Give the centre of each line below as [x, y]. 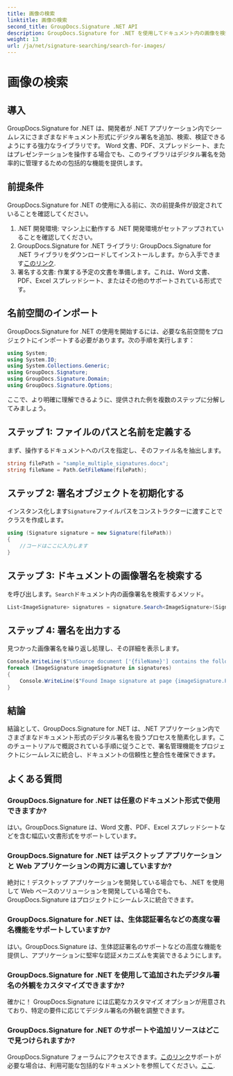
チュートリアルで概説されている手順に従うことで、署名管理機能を [107, 746]
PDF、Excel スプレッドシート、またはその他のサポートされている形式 [116, 280]
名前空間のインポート [53, 313]
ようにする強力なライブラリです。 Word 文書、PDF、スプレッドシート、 [110, 146]
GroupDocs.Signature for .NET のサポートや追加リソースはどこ [113, 1030]
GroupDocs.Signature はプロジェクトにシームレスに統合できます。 [102, 900]
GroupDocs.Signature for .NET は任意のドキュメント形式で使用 [114, 800]
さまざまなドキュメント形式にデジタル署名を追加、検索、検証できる [128, 137]
